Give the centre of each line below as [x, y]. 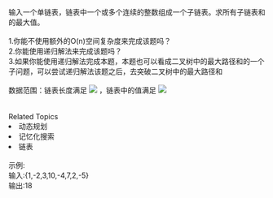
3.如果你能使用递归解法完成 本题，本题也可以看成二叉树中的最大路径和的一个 [136, 61]
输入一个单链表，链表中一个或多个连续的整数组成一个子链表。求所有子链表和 [137, 12]
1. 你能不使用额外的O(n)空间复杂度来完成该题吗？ [90, 41]
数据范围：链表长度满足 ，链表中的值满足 [82, 90]
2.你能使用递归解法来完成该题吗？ [65, 51]
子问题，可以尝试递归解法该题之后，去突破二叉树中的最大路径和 [115, 71]
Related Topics [33, 116]
